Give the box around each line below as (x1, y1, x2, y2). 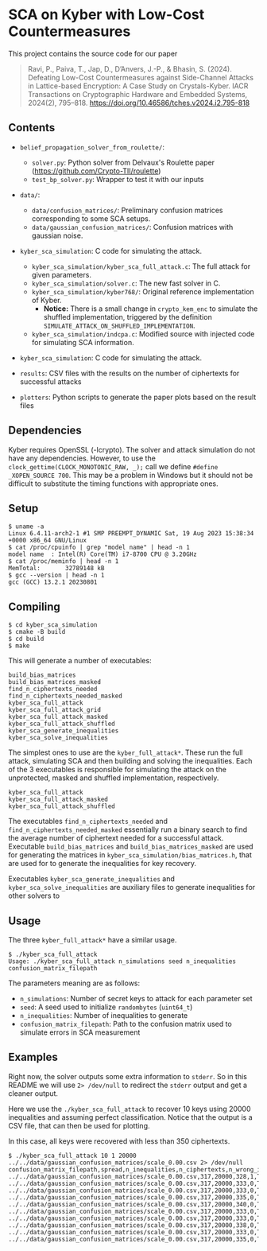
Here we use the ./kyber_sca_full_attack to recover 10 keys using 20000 (8, 1104, 252, 1113)
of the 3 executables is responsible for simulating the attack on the (8, 765, 226, 775)
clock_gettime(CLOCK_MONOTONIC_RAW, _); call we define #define (8, 461, 219, 471)
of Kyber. (31, 295, 62, 305)
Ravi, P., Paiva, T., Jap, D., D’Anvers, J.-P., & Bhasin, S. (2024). (27, 64, 233, 73)
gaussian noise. (31, 231, 83, 240)
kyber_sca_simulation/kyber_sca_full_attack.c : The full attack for (31, 261, 251, 271)
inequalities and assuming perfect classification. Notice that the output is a (8, 1112, 253, 1122)
